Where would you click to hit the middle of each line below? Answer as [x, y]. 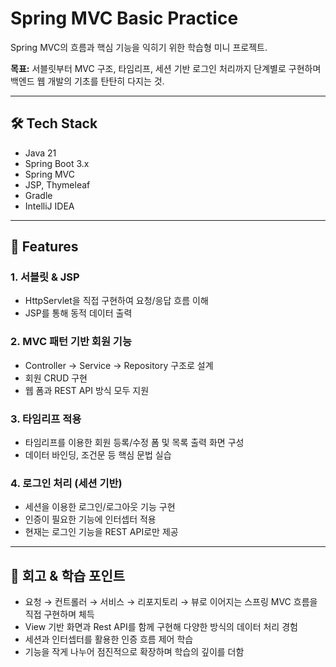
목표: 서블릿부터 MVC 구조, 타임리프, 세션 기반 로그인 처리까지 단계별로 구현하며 [166, 68]
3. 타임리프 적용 [46, 419]
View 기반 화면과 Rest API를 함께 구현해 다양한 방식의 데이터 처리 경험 [161, 627]
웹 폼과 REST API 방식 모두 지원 [87, 390]
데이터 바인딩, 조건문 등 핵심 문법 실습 [98, 455]
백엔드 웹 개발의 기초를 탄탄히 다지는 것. [87, 81]
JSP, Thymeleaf [57, 184]
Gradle [38, 195]
